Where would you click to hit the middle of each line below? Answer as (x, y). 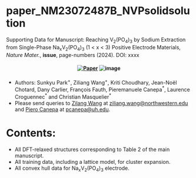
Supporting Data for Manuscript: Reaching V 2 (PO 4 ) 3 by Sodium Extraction (96, 40)
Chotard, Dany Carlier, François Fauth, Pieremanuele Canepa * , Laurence (102, 89)
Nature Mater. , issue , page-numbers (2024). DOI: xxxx (73, 55)
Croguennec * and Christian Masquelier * (63, 96)
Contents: (31, 133)
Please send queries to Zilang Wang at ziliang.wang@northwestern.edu (101, 103)
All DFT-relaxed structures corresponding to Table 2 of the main (92, 149)
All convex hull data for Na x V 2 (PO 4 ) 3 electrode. (72, 169)
